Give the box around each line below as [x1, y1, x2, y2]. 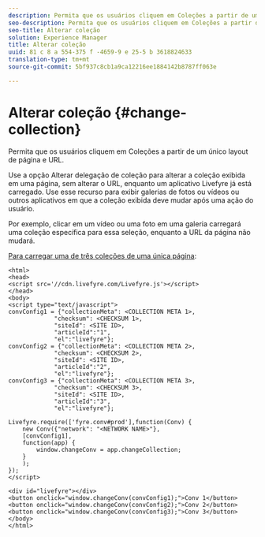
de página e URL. [8, 155, 65, 164]
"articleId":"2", [54, 363, 111, 371]
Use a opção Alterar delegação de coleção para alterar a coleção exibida [8, 170, 246, 180]
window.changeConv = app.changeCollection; [36, 446, 181, 453]
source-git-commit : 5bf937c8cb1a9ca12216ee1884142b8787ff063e [8, 63, 217, 71]
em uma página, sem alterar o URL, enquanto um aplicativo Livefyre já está [8, 178, 252, 188]
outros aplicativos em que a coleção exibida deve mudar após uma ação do [8, 195, 254, 205]
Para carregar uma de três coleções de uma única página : [8, 251, 197, 260]
